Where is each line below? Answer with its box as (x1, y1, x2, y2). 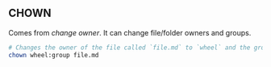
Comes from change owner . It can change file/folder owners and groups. (8, 27, 252, 37)
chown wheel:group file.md (8, 51, 99, 59)
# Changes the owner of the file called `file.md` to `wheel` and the (8, 44, 251, 52)
